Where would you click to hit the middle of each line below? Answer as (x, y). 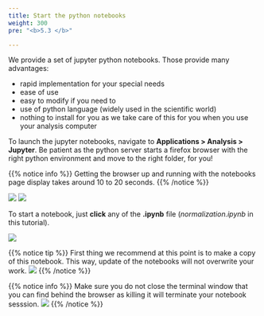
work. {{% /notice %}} (50, 271)
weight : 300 (28, 23)
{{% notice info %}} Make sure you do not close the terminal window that (128, 287)
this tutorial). (29, 223)
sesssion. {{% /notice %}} (56, 304)
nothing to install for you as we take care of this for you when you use (134, 118)
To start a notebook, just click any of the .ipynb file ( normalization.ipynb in (131, 214)
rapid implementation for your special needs (92, 84)
